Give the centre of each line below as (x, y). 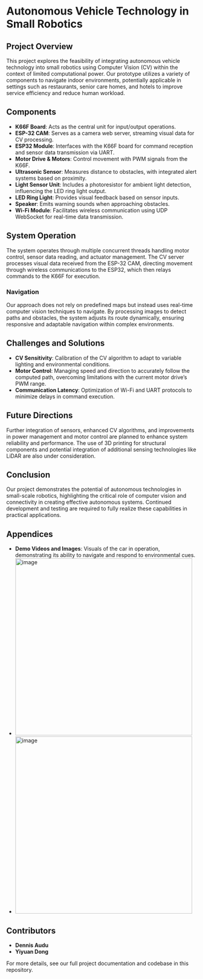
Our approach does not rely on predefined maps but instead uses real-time (100, 305)
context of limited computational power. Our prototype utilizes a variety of (98, 74)
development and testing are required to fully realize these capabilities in (97, 509)
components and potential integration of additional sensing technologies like (101, 449)
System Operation (41, 236)
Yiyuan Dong (32, 951)
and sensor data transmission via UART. (65, 152)
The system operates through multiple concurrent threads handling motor (98, 250)
